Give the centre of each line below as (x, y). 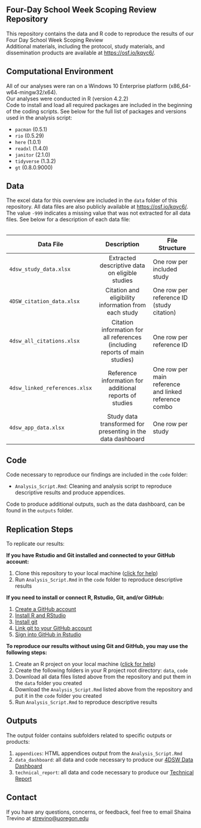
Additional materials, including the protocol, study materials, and (86, 46)
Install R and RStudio (40, 616)
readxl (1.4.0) (31, 148)
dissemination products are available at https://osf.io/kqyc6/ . (81, 53)
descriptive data (122, 265)
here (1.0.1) (28, 142)
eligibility (122, 298)
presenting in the (122, 432)
